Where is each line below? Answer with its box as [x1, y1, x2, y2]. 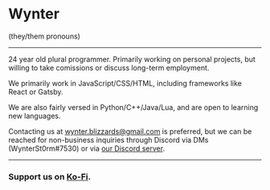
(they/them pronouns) [8, 31, 80, 41]
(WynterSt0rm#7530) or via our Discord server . [8, 144, 166, 153]
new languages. [8, 111, 61, 120]
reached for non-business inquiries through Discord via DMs [8, 135, 209, 144]
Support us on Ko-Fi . [8, 171, 92, 182]
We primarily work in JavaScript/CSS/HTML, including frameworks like [8, 78, 243, 88]
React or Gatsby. [8, 87, 63, 96]
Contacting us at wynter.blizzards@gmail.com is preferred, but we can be [8, 126, 252, 136]
